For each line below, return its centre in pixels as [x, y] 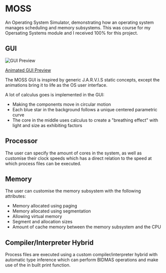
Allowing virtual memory [37, 216]
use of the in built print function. [38, 265]
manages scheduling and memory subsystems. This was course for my [78, 27]
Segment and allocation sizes [42, 222]
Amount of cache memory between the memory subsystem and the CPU [86, 227]
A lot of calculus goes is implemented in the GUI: [55, 94]
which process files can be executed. [43, 163]
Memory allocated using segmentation [52, 211]
